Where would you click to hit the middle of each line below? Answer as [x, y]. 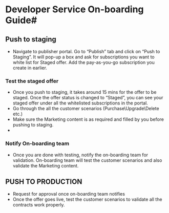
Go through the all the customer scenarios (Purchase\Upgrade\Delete [86, 109]
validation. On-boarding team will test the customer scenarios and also [87, 160]
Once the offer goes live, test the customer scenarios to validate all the [87, 199]
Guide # [21, 20]
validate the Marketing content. [46, 165]
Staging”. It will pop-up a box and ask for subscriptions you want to [83, 57]
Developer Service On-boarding [75, 9]
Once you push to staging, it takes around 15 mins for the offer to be [84, 92]
